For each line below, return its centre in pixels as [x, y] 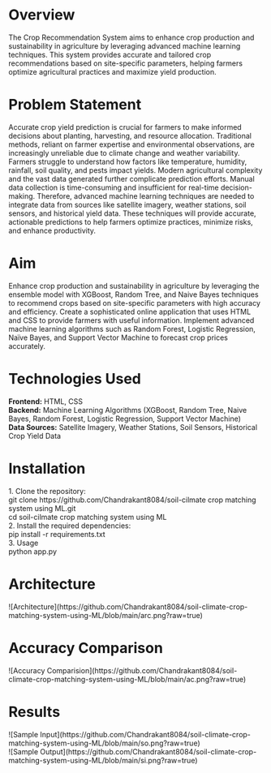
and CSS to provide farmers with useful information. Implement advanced [131, 320]
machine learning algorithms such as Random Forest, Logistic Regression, [132, 329]
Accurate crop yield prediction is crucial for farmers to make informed [125, 127]
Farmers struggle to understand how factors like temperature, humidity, [128, 161]
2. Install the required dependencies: [70, 526]
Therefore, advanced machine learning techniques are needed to [146, 195]
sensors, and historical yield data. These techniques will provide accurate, [133, 213]
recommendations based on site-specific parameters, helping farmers [126, 63]
